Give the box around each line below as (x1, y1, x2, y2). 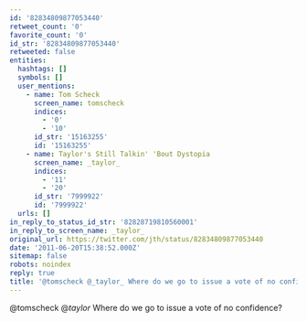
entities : (9, 56, 48, 65)
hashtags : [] (17, 65, 68, 74)
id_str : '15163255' (33, 133, 108, 142)
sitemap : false (9, 252, 68, 261)
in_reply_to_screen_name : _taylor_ (9, 226, 145, 235)
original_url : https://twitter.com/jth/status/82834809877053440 (9, 234, 263, 243)
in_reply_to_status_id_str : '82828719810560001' (9, 217, 198, 227)
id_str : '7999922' (33, 192, 104, 201)
